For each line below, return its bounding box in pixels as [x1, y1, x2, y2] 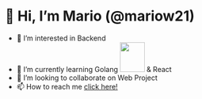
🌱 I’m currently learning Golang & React [16, 64, 173, 74]
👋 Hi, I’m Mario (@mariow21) [5, 7, 195, 25]
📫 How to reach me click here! [16, 82, 118, 91]
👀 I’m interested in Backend [16, 33, 106, 43]
